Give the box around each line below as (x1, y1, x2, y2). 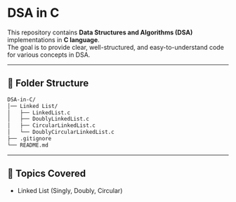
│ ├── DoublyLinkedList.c (7, 116, 90, 123)
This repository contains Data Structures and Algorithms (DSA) (7, 28, 193, 36)
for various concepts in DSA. (7, 50, 91, 59)
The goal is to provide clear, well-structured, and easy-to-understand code (7, 43, 225, 51)
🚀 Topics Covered (7, 168, 86, 180)
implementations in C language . (7, 35, 100, 43)
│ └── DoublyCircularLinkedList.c (7, 128, 114, 136)
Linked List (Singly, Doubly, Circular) (17, 186, 123, 194)
